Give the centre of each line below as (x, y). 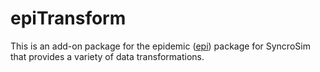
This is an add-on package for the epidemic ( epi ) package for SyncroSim (160, 46)
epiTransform (68, 18)
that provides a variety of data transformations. (107, 56)
